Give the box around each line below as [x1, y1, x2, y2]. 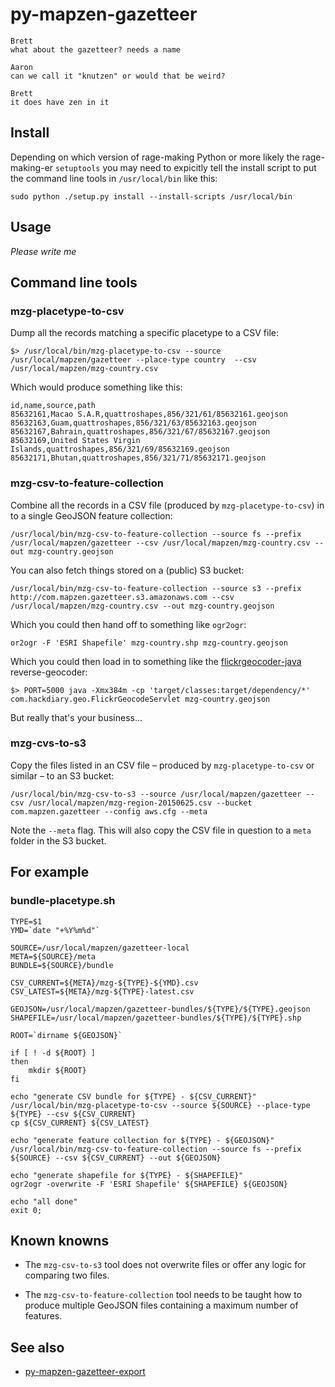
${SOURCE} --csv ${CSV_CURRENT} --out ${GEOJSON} [10, 1153, 222, 1163]
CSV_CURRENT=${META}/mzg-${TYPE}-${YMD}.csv [10, 978, 199, 988]
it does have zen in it [10, 97, 110, 107]
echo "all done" [10, 1196, 78, 1207]
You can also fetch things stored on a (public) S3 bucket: [10, 564, 245, 576]
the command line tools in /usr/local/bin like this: [10, 172, 218, 184]
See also [10, 1339, 65, 1356]
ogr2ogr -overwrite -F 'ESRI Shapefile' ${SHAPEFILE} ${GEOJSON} [10, 1179, 288, 1189]
